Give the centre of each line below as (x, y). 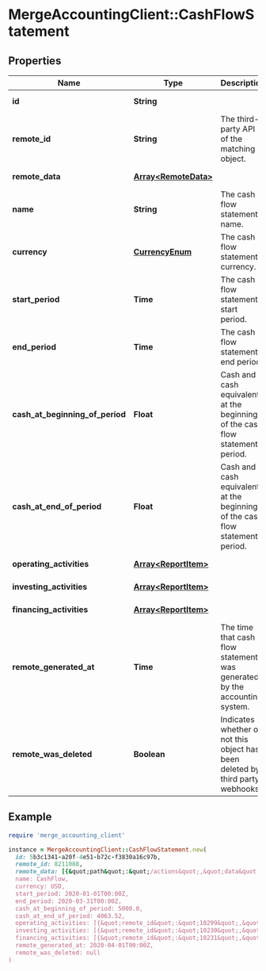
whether (236, 729)
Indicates (237, 719)
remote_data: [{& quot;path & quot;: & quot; (83, 872)
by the (232, 687)
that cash (238, 637)
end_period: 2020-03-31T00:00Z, (69, 901)
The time (237, 627)
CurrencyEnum (163, 252)
